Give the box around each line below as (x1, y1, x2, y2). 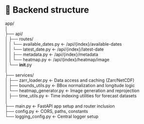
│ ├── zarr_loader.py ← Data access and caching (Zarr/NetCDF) (5, 77, 135, 83)
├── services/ (5, 72, 34, 78)
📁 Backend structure (5, 4, 89, 16)
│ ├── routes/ (5, 36, 34, 42)
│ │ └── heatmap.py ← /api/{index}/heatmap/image (5, 56, 110, 62)
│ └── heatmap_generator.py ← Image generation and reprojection (5, 88, 140, 93)
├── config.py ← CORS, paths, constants (5, 108, 88, 114)
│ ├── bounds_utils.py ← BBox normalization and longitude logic (5, 82, 135, 88)
